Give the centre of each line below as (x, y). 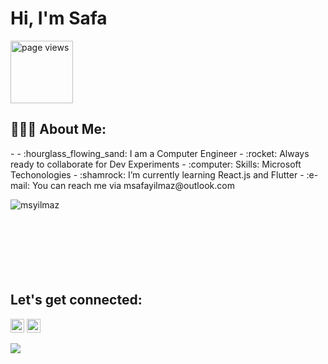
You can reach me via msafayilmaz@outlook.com (133, 185)
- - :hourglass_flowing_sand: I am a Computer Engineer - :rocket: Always (160, 153)
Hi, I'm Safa (59, 18)
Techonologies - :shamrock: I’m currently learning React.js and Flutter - (157, 174)
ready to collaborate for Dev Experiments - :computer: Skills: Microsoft (156, 164)
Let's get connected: (76, 300)
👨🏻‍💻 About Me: (58, 129)
